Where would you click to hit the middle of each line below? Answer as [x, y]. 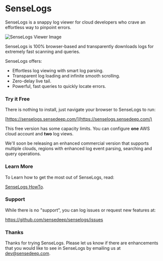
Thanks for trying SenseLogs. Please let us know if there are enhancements [82, 243]
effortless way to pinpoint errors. [38, 27]
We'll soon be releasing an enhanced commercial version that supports [77, 143]
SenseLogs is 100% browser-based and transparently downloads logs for [79, 46]
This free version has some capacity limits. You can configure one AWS [78, 129]
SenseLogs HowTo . [25, 186]
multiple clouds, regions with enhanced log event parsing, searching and [79, 149]
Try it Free [17, 99]
